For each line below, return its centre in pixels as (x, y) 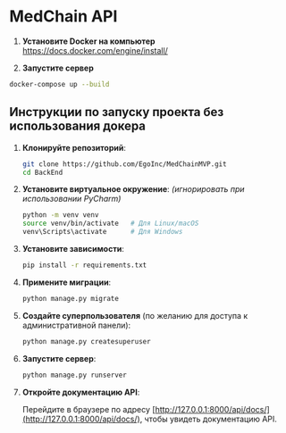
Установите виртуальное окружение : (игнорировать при (133, 189)
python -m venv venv (60, 215)
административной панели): (76, 325)
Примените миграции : (67, 282)
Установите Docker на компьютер (88, 41)
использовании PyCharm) (71, 199)
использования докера (77, 126)
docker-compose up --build (59, 84)
